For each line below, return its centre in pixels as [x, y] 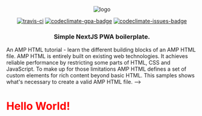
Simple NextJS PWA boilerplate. [102, 36]
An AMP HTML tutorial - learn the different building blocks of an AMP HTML [101, 50]
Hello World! [38, 106]
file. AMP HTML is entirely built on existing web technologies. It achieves [97, 56]
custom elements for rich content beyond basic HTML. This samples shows [101, 76]
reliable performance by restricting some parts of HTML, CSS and [89, 63]
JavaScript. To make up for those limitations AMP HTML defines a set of [96, 69]
